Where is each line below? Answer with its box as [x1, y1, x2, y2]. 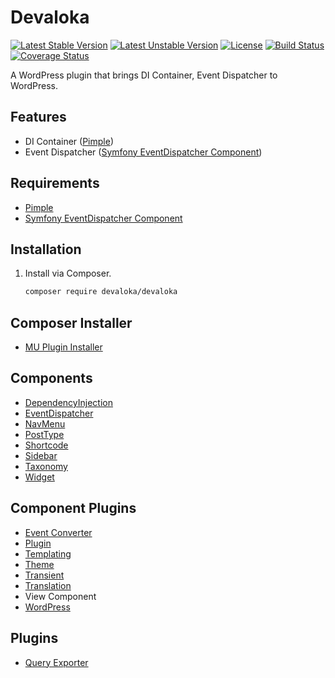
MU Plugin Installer [24, 341, 103, 353]
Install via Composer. [24, 267, 112, 280]
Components [10, 370, 93, 387]
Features [10, 109, 67, 126]
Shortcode [24, 439, 69, 451]
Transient [24, 569, 65, 581]
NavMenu [24, 417, 66, 430]
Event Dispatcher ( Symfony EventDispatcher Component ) [24, 146, 263, 158]
